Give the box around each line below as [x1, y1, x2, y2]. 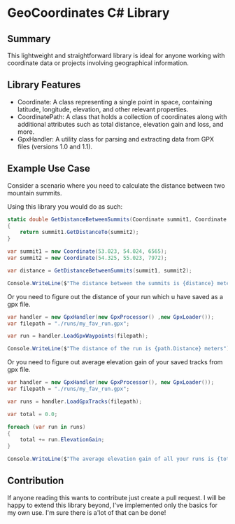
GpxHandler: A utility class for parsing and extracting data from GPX [17, 135, 215, 143]
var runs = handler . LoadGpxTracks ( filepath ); [7, 398, 142, 405]
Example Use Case [7, 163, 91, 174]
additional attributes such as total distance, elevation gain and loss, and [17, 120, 224, 128]
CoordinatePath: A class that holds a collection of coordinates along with [17, 112, 227, 120]
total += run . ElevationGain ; [20, 436, 105, 443]
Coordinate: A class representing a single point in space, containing [17, 97, 213, 106]
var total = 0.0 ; [7, 411, 58, 418]
